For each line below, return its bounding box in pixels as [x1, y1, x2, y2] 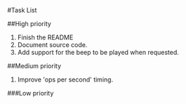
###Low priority [7, 89, 54, 97]
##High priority [7, 20, 51, 27]
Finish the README [17, 33, 74, 41]
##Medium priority [7, 62, 62, 70]
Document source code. [17, 41, 88, 48]
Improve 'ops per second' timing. [17, 75, 114, 84]
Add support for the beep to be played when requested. [17, 48, 179, 56]
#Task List [7, 6, 37, 14]
